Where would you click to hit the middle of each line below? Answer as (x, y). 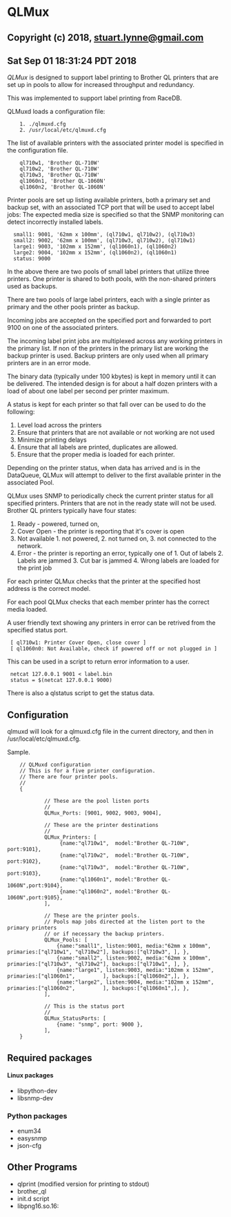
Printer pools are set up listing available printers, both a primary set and (109, 200)
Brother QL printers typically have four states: (72, 511)
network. (30, 546)
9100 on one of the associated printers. (63, 328)
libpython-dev (37, 1091)
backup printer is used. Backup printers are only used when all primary (108, 356)
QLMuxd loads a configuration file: (56, 112)
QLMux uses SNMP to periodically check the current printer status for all (110, 496)
